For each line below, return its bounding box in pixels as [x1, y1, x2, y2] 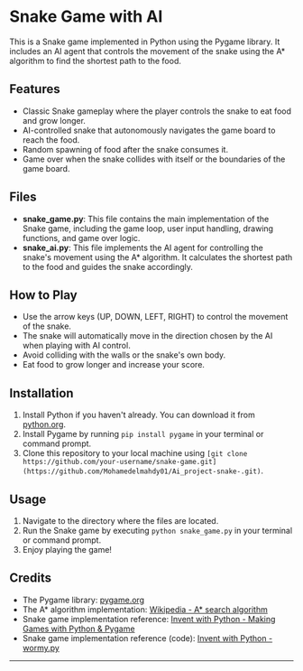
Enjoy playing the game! [22, 545, 113, 555]
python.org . [22, 419, 66, 430]
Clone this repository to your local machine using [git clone [22, 448, 248, 459]
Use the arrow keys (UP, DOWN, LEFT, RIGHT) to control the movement [22, 312, 289, 322]
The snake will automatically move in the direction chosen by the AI [22, 331, 273, 341]
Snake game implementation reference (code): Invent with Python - [22, 632, 273, 643]
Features [9, 81, 60, 97]
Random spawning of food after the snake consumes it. [22, 144, 228, 154]
